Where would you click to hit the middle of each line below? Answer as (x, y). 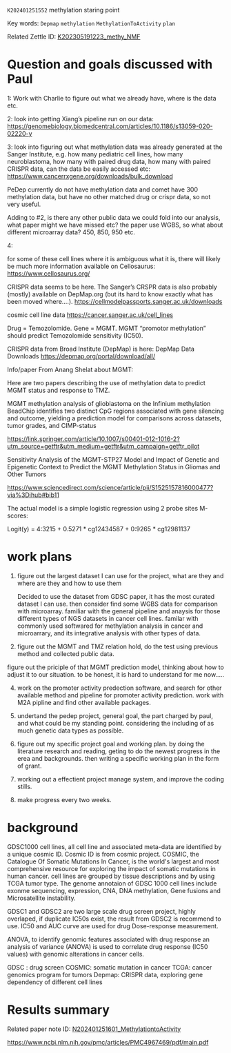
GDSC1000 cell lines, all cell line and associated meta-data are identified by (114, 846)
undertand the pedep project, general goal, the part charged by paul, (115, 715)
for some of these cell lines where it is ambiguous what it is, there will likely (114, 258)
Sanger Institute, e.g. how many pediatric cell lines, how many (95, 154)
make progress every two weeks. (64, 799)
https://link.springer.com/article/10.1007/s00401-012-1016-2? (94, 439)
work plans (40, 557)
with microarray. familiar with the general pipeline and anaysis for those (119, 611)
